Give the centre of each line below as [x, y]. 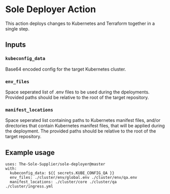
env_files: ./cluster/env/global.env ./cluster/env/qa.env [74, 178]
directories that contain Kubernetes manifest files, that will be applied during [85, 126]
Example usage [30, 153]
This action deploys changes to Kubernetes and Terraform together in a [80, 23]
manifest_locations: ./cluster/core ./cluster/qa [63, 182]
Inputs [16, 45]
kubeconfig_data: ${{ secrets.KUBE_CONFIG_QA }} [62, 173]
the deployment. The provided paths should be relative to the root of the [81, 131]
